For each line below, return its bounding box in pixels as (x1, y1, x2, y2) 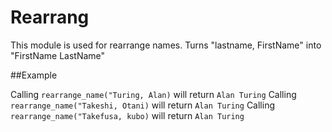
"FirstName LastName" (10, 49, 106, 61)
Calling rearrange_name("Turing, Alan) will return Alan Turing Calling (10, 88, 297, 100)
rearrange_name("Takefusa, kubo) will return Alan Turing (10, 109, 245, 121)
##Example (10, 69, 58, 81)
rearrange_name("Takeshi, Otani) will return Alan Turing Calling (10, 99, 275, 111)
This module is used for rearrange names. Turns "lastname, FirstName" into (10, 39, 322, 51)
